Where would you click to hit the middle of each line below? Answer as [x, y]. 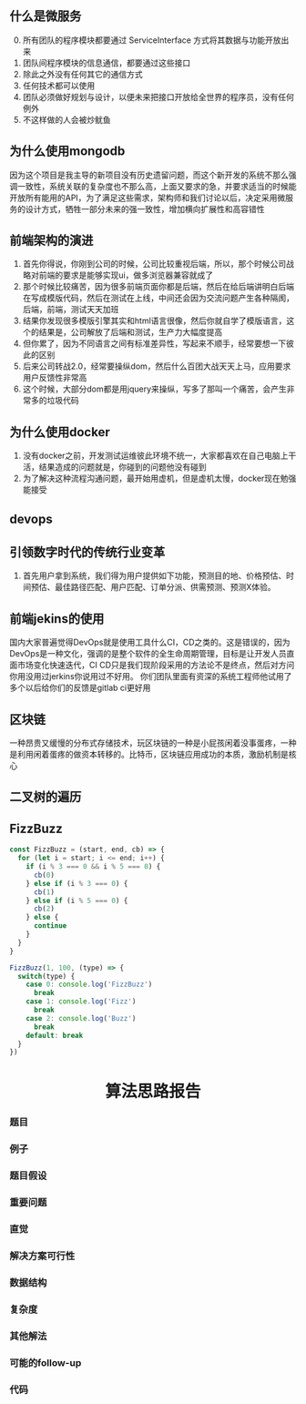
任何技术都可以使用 [59, 86]
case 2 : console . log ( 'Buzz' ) [81, 1018]
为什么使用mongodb [67, 152]
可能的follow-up [46, 1362]
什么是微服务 [46, 16]
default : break [55, 1035]
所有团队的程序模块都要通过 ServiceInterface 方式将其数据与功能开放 [152, 40]
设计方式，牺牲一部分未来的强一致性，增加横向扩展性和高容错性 [145, 209]
